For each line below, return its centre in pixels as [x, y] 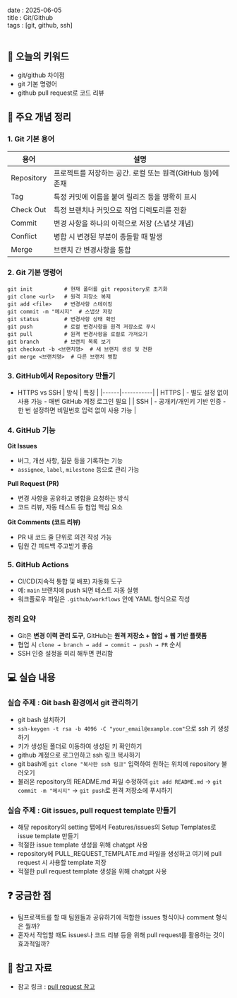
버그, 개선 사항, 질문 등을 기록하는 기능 [70, 460]
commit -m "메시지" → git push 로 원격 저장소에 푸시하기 [95, 790]
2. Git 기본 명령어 [35, 272]
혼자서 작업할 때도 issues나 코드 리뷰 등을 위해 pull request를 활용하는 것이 [121, 934]
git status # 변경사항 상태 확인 [62, 319]
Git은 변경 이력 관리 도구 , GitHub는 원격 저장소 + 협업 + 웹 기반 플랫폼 [112, 635]
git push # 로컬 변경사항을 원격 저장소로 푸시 [81, 327]
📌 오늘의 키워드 [38, 57]
